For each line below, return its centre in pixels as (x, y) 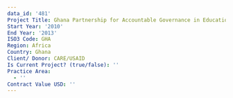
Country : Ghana (29, 52)
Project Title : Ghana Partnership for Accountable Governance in (103, 20)
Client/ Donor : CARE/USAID (46, 59)
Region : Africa (29, 46)
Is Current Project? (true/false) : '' (63, 65)
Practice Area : (29, 71)
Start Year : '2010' (35, 26)
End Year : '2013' (32, 33)
